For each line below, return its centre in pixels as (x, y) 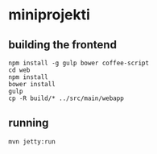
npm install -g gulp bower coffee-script (79, 63)
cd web (19, 70)
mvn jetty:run (32, 142)
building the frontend (62, 45)
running (29, 123)
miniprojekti (50, 15)
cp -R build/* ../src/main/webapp (66, 98)
